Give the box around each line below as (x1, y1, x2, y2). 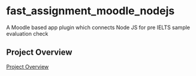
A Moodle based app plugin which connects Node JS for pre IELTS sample (6, 24, 191, 31)
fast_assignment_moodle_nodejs (6, 4, 175, 18)
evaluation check (6, 30, 49, 37)
